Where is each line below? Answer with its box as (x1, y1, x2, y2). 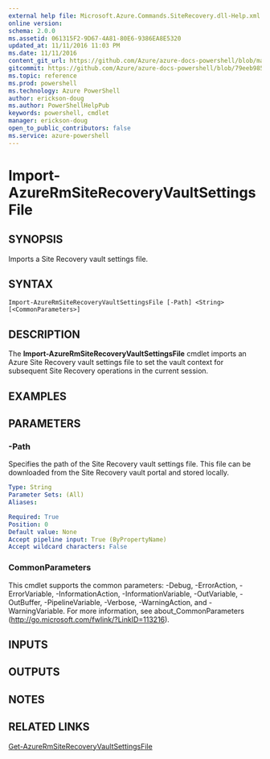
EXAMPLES (8, 389, 67, 403)
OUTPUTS (8, 666, 60, 679)
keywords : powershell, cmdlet (8, 110, 110, 118)
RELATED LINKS (8, 720, 90, 734)
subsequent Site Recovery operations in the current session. (8, 366, 209, 375)
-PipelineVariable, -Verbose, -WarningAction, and (43, 597, 207, 607)
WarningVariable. (8, 606, 66, 616)
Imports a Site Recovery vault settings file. (8, 254, 149, 263)
